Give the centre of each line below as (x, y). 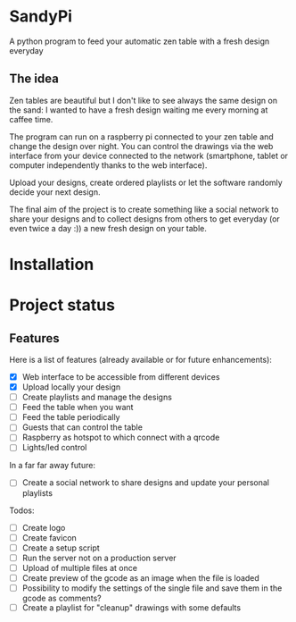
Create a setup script (61, 548)
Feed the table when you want (78, 408)
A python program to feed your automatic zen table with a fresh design (140, 41)
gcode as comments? (62, 598)
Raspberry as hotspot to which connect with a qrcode (121, 437)
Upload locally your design (71, 387)
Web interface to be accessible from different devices (121, 376)
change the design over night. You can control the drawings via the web (141, 146)
